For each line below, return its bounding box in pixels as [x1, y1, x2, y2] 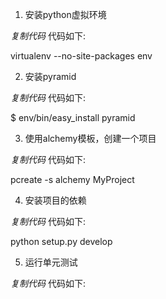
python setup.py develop [10, 236, 113, 247]
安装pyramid [24, 71, 77, 82]
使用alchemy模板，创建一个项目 [24, 133, 157, 144]
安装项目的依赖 [24, 194, 87, 206]
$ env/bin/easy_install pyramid [10, 112, 136, 123]
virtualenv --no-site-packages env [10, 50, 153, 62]
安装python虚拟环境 [24, 9, 107, 20]
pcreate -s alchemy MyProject [10, 174, 135, 185]
